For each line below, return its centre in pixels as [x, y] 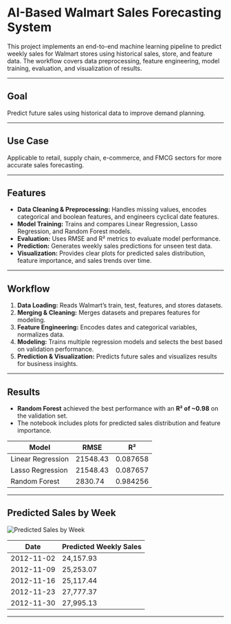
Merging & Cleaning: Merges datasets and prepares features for [109, 313]
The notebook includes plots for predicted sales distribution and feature [119, 423]
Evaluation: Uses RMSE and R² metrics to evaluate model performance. [119, 239]
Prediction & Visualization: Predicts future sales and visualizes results [117, 356]
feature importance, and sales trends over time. [84, 261]
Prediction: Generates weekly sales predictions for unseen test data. [115, 246]
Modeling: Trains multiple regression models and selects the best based [120, 342]
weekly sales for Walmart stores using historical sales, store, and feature [110, 54]
